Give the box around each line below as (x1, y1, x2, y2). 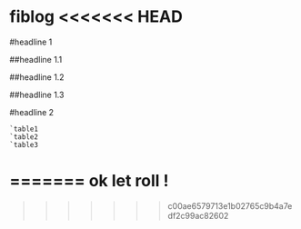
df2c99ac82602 (167, 210, 229, 221)
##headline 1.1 (9, 54, 63, 65)
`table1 (9, 124, 39, 134)
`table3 (9, 140, 39, 149)
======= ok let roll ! (9, 171, 170, 192)
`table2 (9, 132, 39, 142)
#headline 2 (9, 106, 55, 117)
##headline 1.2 (9, 71, 65, 83)
